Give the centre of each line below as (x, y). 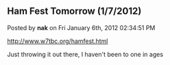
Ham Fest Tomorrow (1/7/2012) (74, 11)
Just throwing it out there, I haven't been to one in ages (85, 54)
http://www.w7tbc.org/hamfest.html (58, 41)
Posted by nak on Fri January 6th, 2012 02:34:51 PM (81, 27)
